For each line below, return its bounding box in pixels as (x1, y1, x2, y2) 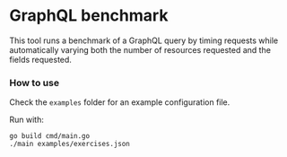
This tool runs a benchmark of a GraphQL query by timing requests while (9, 35, 279, 46)
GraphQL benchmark (9, 5, 169, 26)
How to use (9, 76, 60, 89)
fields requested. (9, 54, 72, 65)
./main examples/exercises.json (9, 140, 130, 149)
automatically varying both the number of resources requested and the (9, 44, 272, 55)
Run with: (9, 114, 45, 126)
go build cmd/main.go (9, 132, 91, 141)
